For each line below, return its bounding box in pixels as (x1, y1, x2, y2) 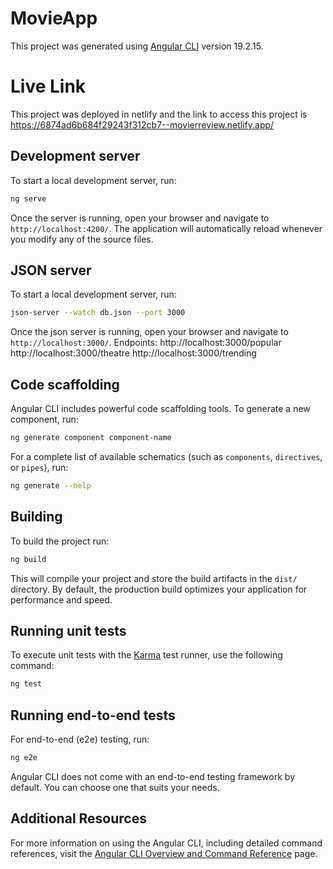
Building (10, 508, 63, 526)
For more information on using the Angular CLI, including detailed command (10, 837, 323, 849)
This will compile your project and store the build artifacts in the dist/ (10, 572, 298, 584)
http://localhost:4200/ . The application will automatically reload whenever (10, 222, 323, 234)
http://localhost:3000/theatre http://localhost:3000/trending (10, 347, 257, 359)
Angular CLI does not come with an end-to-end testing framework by (10, 770, 295, 782)
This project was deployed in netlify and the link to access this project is (10, 108, 308, 120)
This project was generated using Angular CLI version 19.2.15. (10, 40, 264, 52)
